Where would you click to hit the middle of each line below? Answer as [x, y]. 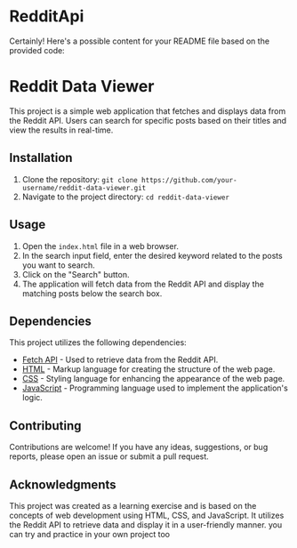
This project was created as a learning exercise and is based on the [133, 505]
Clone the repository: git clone [80, 179]
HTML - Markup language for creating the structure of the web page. [148, 369]
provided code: [37, 50]
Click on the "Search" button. [76, 274]
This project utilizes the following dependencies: [98, 342]
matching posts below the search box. [92, 293]
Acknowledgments [63, 484]
